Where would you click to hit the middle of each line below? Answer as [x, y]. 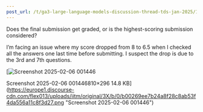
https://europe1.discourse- [41, 89]
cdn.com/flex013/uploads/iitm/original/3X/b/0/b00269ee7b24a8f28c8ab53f [101, 96]
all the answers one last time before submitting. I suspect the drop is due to [100, 53]
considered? [22, 35]
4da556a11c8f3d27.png [35, 102]
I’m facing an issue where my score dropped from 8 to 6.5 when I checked [99, 47]
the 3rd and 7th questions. [39, 60]
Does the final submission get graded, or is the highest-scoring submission [100, 29]
